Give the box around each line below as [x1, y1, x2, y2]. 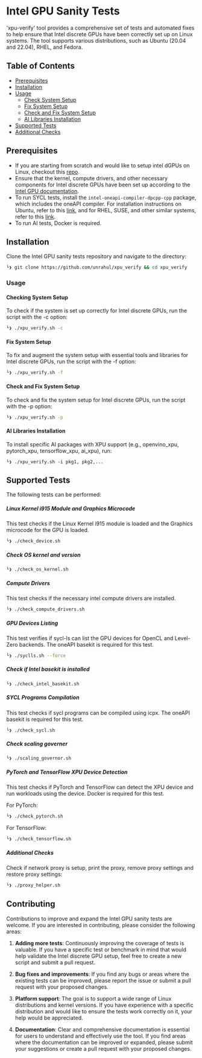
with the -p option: [6, 402, 52, 410]
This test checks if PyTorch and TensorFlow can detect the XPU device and [6, 784, 194, 791]
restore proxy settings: [6, 870, 63, 878]
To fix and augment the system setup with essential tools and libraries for [6, 352, 189, 359]
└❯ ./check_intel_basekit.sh [6, 680, 80, 687]
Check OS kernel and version [6, 551, 81, 559]
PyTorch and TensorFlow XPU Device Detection [6, 768, 128, 776]
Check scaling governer [6, 740, 68, 747]
